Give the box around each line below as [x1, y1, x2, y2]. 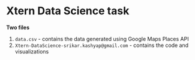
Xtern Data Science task [6, 4, 130, 18]
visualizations [14, 48, 49, 55]
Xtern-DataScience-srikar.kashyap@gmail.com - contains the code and [14, 42, 189, 49]
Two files [6, 24, 30, 31]
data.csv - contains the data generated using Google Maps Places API [14, 35, 189, 42]
